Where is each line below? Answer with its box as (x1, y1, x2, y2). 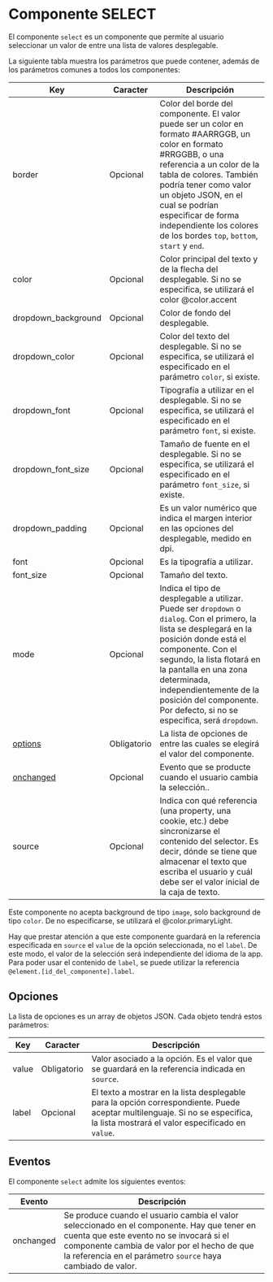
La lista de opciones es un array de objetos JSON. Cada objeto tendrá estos (8, 1011, 262, 1021)
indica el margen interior (159, 512, 253, 524)
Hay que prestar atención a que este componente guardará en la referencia (8, 932, 261, 941)
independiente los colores (159, 219, 258, 231)
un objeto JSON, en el (159, 189, 244, 200)
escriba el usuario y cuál (159, 866, 253, 877)
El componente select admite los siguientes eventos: (8, 1176, 186, 1186)
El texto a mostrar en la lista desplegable (91, 1086, 246, 1097)
